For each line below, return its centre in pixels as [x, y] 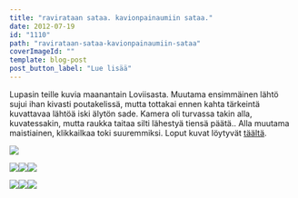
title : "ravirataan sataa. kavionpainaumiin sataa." [111, 18]
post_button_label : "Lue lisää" [70, 69]
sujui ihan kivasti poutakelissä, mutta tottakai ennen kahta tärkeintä [135, 104]
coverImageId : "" [42, 52]
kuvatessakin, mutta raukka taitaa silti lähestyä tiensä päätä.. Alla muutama [149, 123]
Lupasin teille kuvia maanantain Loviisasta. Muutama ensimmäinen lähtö [144, 94]
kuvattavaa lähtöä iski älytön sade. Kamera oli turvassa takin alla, [131, 114]
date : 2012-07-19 [42, 26]
